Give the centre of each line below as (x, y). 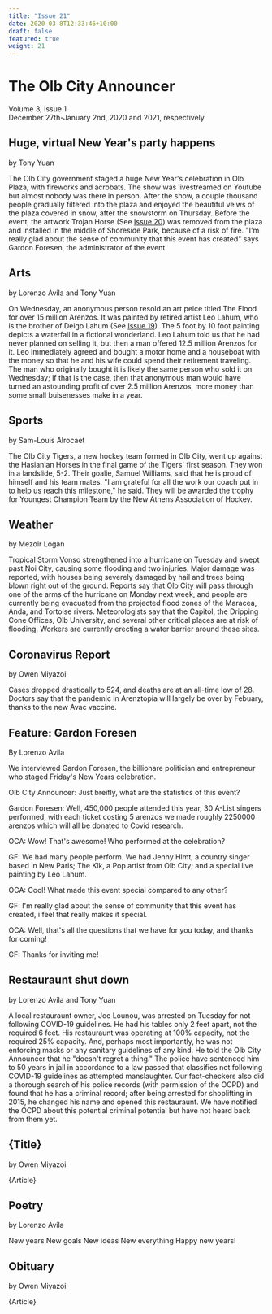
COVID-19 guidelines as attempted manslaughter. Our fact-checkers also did (136, 1076)
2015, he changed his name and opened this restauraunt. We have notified (133, 1102)
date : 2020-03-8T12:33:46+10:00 (63, 24)
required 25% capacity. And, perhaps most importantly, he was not (121, 1041)
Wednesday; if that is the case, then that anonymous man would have (125, 377)
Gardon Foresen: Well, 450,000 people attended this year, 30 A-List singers (135, 808)
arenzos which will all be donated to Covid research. (96, 825)
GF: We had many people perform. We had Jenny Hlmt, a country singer (129, 857)
